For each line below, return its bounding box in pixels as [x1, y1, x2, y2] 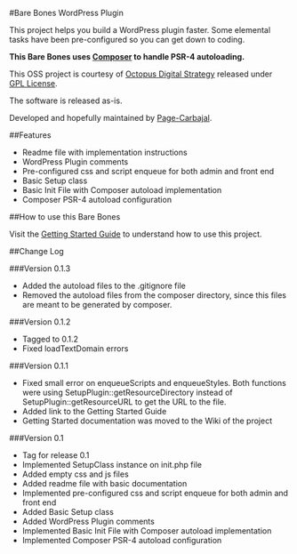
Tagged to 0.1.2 [21, 333, 78, 344]
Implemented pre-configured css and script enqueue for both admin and [21, 488, 289, 498]
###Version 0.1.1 [9, 360, 68, 371]
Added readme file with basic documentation [21, 478, 188, 488]
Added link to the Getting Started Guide [21, 406, 167, 416]
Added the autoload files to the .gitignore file [21, 280, 187, 291]
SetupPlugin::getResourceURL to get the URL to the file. [21, 397, 227, 407]
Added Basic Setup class [21, 507, 114, 517]
